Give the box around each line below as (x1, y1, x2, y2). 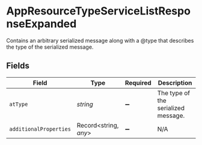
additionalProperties (9, 125, 71, 132)
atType (9, 100, 28, 108)
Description (158, 78, 192, 87)
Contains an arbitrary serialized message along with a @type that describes (6, 37, 194, 44)
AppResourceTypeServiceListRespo (6, 4, 191, 18)
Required (124, 78, 151, 87)
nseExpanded (6, 17, 77, 31)
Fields (6, 61, 30, 71)
